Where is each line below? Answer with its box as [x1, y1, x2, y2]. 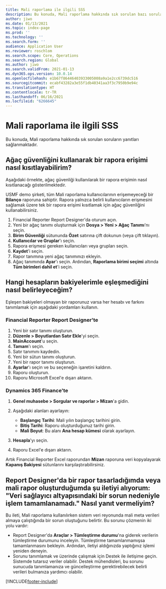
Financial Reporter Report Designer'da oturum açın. [12, 216, 117, 222]
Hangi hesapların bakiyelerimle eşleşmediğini [5, 278, 149, 286]
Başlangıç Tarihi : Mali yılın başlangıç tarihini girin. [20, 417, 121, 423]
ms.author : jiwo [5, 62, 39, 67]
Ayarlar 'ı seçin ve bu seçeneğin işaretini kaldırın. [12, 364, 112, 370]
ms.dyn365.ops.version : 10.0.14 [5, 71, 72, 76]
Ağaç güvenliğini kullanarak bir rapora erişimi [5, 156, 148, 164]
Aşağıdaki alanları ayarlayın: [12, 408, 69, 414]
